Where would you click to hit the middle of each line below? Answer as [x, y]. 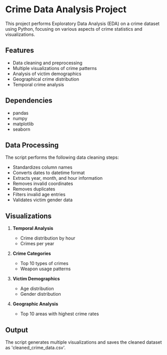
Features [20, 50]
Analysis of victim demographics [47, 74]
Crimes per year [37, 244]
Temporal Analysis [33, 228]
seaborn [21, 129]
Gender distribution [40, 294]
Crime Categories [32, 253]
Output [17, 330]
